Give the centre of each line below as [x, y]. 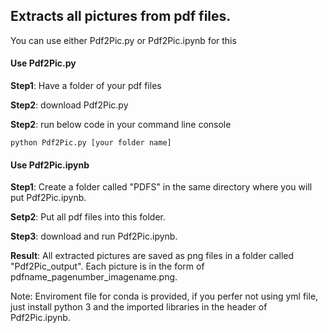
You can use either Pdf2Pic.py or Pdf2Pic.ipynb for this [123, 40]
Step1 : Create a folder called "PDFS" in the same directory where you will [161, 187]
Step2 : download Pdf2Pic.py [69, 105]
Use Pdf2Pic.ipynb [50, 165]
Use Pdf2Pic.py [43, 63]
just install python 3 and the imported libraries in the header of [139, 307]
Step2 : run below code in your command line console [121, 125]
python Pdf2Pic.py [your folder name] [91, 143]
